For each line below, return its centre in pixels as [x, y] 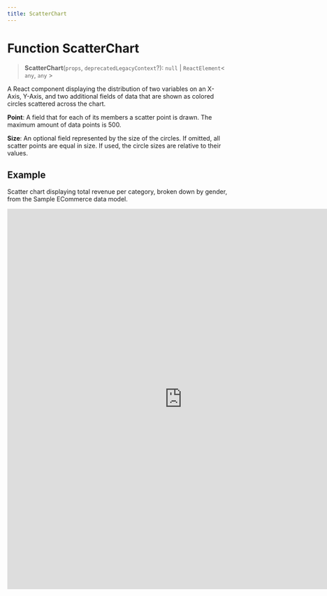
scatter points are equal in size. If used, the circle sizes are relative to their [114, 146]
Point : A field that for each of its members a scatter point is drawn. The [110, 117]
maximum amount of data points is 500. [64, 125]
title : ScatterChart [37, 14]
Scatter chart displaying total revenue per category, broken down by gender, [117, 192]
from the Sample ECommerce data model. [67, 199]
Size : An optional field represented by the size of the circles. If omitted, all [114, 138]
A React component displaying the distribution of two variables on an [107, 89]
